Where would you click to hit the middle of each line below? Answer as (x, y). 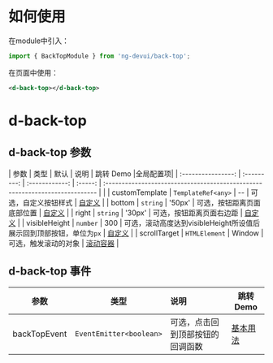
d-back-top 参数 (50, 152)
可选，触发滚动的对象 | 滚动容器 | (64, 243)
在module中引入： (39, 41)
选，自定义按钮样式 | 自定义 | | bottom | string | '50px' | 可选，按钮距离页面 (135, 202)
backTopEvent (40, 334)
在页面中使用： (33, 72)
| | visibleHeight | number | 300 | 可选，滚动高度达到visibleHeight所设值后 (139, 223)
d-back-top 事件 (50, 272)
